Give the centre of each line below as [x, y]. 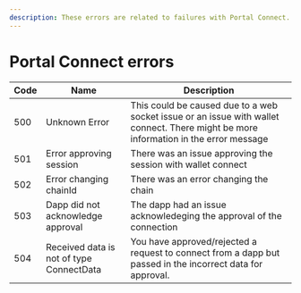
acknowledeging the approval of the [206, 215]
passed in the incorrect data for [197, 264]
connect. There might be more [194, 128]
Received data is [81, 247]
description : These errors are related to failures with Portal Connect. [150, 17]
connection [154, 227]
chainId [62, 190]
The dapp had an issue [178, 205]
